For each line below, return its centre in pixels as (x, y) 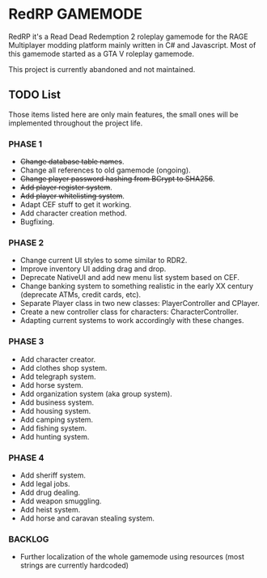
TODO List (34, 95)
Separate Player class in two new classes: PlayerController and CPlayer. (140, 304)
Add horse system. (51, 385)
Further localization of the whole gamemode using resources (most (132, 557)
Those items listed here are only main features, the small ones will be (123, 114)
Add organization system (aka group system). (96, 393)
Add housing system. (55, 410)
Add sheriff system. (53, 475)
